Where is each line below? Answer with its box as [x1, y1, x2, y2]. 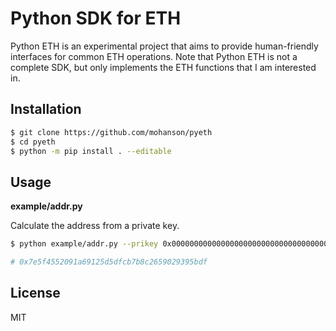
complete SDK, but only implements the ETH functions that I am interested [10, 61, 317, 73]
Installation [10, 101, 82, 118]
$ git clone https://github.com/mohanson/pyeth [10, 127, 213, 137]
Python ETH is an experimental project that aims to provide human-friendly [10, 40, 319, 52]
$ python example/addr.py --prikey [10, 239, 159, 249]
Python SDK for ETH [10, 7, 182, 30]
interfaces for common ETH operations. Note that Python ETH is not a [10, 50, 298, 62]
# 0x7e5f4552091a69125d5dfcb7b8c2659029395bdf [10, 257, 208, 267]
